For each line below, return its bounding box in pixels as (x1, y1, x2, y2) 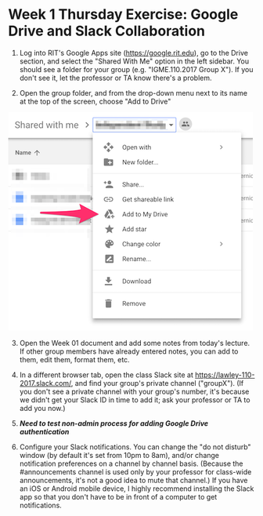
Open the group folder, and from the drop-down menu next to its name (19, 88, 248, 97)
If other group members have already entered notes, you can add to (19, 347, 239, 356)
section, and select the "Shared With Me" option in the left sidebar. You (19, 56, 249, 66)
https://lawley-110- (194, 370, 255, 380)
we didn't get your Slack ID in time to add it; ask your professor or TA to (19, 394, 250, 405)
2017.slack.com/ (19, 378, 72, 387)
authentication (19, 427, 70, 436)
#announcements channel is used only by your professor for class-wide (19, 467, 252, 476)
